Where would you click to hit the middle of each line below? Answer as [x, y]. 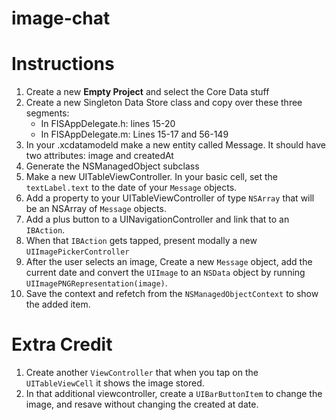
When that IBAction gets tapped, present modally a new [141, 241]
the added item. [58, 304]
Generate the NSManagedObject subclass [112, 166]
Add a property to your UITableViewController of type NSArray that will [170, 198]
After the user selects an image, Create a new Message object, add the [169, 262]
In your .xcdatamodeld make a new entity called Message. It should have [175, 145]
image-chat [61, 18]
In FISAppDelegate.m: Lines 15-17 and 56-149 [134, 134]
